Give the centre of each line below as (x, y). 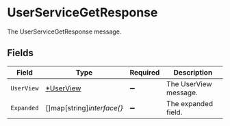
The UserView (189, 84)
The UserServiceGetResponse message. (64, 32)
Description (193, 72)
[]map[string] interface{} (84, 108)
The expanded (190, 103)
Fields (21, 53)
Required (145, 72)
